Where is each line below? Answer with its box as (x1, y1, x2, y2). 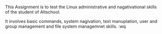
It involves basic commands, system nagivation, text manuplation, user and (5, 19, 158, 24)
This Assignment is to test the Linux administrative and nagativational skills (5, 4, 157, 10)
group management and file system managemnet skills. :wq (5, 23, 126, 29)
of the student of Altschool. (5, 9, 61, 15)
